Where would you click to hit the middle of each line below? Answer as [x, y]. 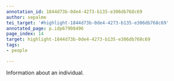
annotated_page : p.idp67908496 [45, 28]
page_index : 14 [25, 34]
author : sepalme [26, 17]
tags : [13, 45]
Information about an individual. [45, 73]
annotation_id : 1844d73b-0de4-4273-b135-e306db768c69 [74, 12]
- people [17, 51]
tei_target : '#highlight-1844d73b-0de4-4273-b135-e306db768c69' [88, 23]
